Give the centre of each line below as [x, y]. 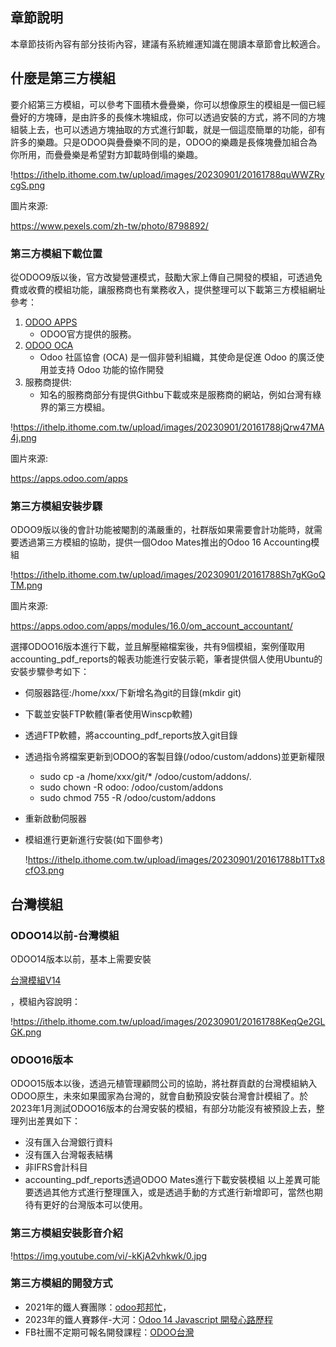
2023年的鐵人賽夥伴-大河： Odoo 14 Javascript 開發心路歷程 [149, 1319]
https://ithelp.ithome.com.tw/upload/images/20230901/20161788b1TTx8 [176, 860]
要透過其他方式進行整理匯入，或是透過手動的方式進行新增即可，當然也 [169, 1192]
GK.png [26, 1032]
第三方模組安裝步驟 [56, 506]
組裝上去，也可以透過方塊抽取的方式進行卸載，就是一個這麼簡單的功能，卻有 [168, 129]
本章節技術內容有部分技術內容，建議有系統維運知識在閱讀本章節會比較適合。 [168, 44]
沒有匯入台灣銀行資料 [68, 1142]
